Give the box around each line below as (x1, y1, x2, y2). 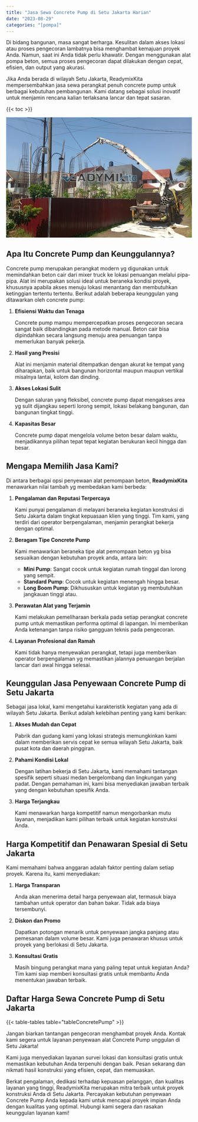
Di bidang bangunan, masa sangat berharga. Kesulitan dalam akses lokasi (6, 39, 185, 46)
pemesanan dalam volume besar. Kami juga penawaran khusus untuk (14, 935, 183, 942)
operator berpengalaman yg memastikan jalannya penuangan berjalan (14, 655, 185, 662)
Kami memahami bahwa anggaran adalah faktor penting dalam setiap (6, 864, 174, 871)
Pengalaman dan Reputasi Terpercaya (14, 495, 110, 502)
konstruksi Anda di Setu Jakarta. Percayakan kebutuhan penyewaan (6, 1091, 172, 1098)
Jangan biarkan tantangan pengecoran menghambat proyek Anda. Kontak (6, 1030, 186, 1037)
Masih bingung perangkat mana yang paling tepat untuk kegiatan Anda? (14, 964, 190, 971)
